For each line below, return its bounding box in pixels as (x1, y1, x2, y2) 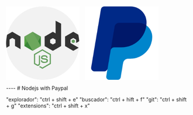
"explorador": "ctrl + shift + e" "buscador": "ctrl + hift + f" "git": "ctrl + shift (6, 96, 187, 103)
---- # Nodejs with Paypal (6, 84, 68, 92)
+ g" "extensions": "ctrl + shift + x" (6, 102, 91, 109)
